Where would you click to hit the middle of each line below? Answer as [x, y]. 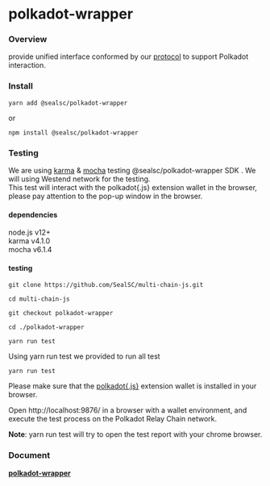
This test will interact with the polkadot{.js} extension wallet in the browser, [133, 188]
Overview [28, 39]
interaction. [27, 65]
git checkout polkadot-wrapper [61, 314]
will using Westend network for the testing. [79, 179]
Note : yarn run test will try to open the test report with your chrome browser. [135, 434]
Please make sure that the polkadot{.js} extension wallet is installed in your [133, 386]
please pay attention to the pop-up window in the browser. [106, 196]
